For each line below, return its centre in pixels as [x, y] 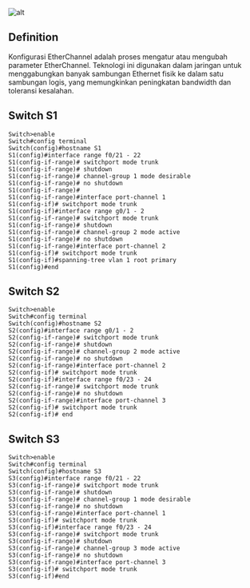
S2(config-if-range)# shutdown [60, 345]
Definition [33, 37]
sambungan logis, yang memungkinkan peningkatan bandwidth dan [120, 82]
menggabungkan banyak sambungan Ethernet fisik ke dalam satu [116, 73]
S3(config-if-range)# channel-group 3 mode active [94, 548]
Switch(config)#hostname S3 [55, 471]
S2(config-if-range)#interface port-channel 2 [87, 366]
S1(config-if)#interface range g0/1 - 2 [77, 211]
